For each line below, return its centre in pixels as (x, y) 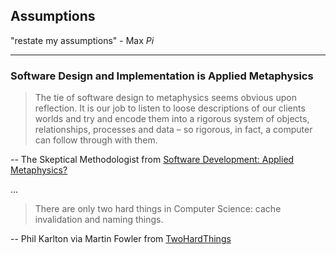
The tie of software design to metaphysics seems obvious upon (165, 98)
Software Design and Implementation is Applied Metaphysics (162, 76)
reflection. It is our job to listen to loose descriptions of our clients (170, 108)
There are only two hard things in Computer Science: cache (158, 209)
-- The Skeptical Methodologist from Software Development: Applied (152, 160)
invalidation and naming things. (99, 220)
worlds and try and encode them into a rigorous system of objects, (172, 119)
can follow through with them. (96, 140)
